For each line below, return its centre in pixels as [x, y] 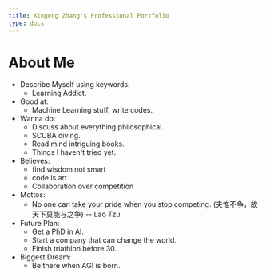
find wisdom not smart [69, 169]
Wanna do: [38, 119]
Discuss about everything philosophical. [97, 127]
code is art [50, 178]
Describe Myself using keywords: [75, 85]
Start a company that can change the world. [104, 240]
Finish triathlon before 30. [74, 249]
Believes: [35, 161]
